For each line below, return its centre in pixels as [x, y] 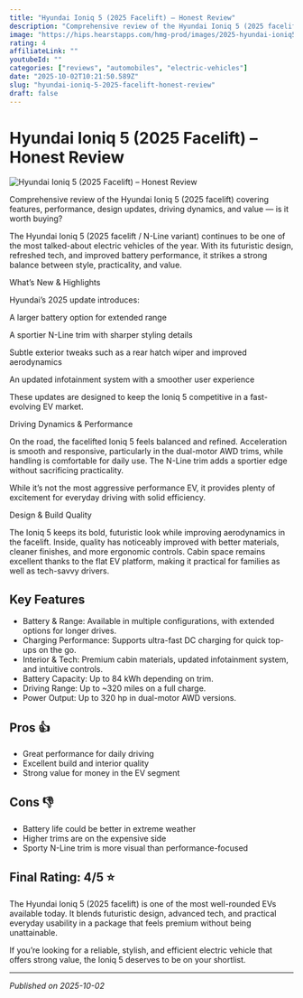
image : [22, 34]
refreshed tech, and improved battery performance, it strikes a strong [138, 256]
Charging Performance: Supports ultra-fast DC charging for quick [144, 640]
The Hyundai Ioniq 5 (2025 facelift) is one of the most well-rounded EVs [143, 903]
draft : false [34, 93]
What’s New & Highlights [55, 283]
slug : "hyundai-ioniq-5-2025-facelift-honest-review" [113, 85]
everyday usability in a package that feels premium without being [130, 923]
